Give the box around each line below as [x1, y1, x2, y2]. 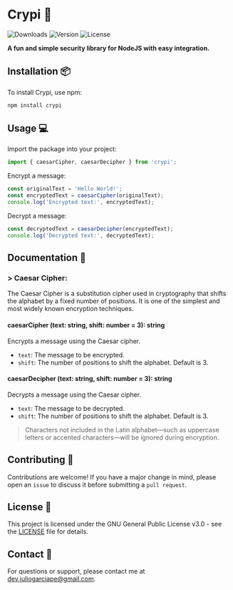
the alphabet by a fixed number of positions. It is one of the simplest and [7, 297, 220, 305]
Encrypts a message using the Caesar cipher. [7, 337, 141, 345]
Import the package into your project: [7, 145, 117, 153]
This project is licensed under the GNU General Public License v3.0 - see [7, 520, 222, 529]
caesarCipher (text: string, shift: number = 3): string [7, 320, 165, 329]
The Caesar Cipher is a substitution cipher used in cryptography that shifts [7, 289, 227, 298]
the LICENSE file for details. [7, 527, 89, 536]
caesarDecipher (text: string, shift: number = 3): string [7, 375, 172, 383]
